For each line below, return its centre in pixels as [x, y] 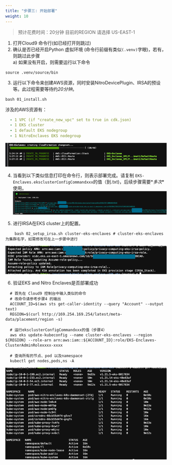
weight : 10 [17, 16]
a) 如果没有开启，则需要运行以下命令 [51, 62]
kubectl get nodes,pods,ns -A [42, 361]
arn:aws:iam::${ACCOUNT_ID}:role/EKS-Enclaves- [105, 340]
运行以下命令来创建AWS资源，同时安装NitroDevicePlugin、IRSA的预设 [87, 82]
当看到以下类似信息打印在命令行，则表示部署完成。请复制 [73, 175]
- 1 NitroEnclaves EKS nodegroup [46, 136]
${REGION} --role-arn [28, 340]
